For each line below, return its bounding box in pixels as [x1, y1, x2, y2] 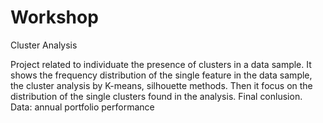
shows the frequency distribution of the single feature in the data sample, [10, 69, 313, 81]
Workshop [10, 6, 99, 29]
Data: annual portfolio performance [10, 101, 155, 113]
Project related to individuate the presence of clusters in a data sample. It [10, 58, 312, 70]
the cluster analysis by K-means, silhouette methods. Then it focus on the [10, 79, 313, 91]
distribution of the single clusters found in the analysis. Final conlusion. [10, 90, 303, 102]
